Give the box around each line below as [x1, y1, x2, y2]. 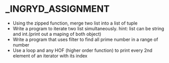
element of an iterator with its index [12, 52, 88, 59]
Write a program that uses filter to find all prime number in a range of [12, 36, 158, 43]
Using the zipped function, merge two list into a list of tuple [12, 20, 138, 26]
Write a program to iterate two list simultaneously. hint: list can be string [12, 25, 164, 31]
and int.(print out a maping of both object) [12, 31, 101, 37]
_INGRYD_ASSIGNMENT [5, 3, 110, 15]
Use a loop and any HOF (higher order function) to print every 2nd [12, 47, 153, 53]
